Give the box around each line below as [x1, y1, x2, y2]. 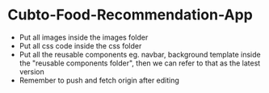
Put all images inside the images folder [19, 32, 149, 42]
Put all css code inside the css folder [19, 40, 142, 50]
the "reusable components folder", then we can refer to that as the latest [19, 58, 261, 68]
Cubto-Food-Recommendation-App [7, 6, 254, 24]
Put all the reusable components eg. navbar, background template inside [19, 49, 261, 59]
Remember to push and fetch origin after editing [19, 75, 179, 85]
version [19, 66, 45, 76]
